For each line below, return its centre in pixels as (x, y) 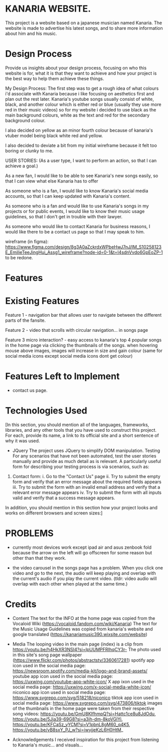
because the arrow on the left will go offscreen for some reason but (82, 552)
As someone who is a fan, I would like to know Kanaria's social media (77, 191)
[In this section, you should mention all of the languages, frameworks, (77, 425)
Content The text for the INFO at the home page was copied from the (84, 618)
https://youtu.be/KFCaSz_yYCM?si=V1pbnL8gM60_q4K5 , (71, 724)
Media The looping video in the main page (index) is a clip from (78, 644)
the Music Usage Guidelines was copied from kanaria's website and (82, 629)
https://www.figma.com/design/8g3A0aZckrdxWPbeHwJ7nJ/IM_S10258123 (83, 247)
